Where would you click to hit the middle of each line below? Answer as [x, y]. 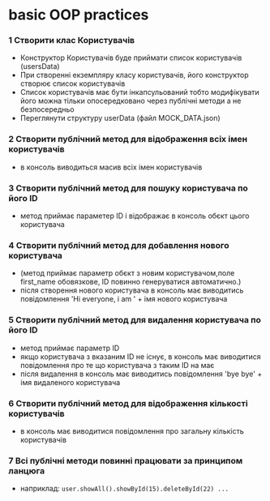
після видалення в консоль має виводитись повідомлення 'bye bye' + [141, 374]
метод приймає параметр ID [70, 348]
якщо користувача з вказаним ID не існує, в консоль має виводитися [140, 356]
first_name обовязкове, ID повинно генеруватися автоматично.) [131, 282]
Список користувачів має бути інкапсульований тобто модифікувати [139, 92]
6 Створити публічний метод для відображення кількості [129, 403]
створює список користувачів [73, 83]
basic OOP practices [79, 15]
